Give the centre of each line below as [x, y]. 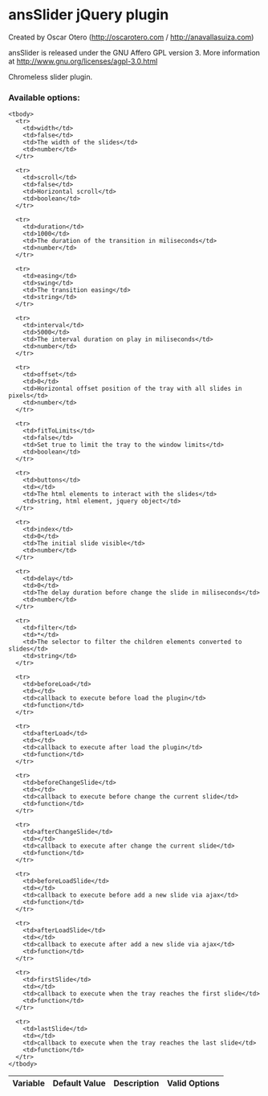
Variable [29, 1083]
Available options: [44, 97]
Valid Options [193, 1083]
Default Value [79, 1083]
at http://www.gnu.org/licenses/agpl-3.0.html [83, 61]
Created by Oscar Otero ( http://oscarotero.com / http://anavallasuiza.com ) [131, 37]
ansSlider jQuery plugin [89, 15]
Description [136, 1083]
